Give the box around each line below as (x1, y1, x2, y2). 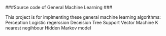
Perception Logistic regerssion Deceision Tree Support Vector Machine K (5, 20, 158, 25)
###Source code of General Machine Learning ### (5, 5, 113, 10)
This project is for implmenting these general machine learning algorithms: (5, 14, 161, 20)
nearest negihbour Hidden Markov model (5, 25, 91, 31)
